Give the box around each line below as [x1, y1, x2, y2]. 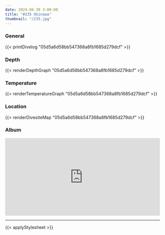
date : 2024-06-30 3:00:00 [5, 7, 58, 12]
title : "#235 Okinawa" [5, 12, 52, 17]
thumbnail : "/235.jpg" [5, 16, 52, 21]
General [5, 33, 25, 39]
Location [5, 103, 27, 110]
